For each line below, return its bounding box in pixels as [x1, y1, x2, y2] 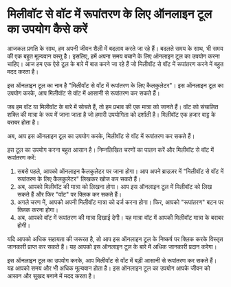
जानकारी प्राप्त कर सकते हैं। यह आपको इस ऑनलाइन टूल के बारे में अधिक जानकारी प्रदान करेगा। [7, 242, 217, 251]
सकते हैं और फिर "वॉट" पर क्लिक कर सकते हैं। [16, 190, 122, 198]
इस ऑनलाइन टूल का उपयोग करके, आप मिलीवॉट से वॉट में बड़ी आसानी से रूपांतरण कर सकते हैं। [7, 256, 217, 264]
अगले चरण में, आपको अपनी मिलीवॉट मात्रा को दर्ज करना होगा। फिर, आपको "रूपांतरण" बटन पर [16, 198, 224, 206]
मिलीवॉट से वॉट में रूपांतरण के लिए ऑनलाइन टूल [7, 6, 212, 22]
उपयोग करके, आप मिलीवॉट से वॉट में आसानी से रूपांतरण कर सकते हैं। [7, 89, 160, 97]
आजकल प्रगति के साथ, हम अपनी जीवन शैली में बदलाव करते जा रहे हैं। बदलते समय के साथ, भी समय [7, 44, 223, 52]
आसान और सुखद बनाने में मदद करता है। [7, 271, 96, 280]
